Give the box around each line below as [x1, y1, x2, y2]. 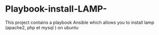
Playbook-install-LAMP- [5, 3, 107, 15]
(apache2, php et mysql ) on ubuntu [5, 24, 79, 30]
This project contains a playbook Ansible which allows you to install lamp [5, 19, 155, 25]
